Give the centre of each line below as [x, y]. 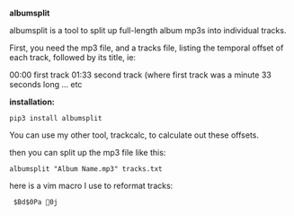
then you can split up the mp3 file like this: [88, 153]
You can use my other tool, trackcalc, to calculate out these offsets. [134, 135]
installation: [32, 102]
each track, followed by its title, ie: [73, 57]
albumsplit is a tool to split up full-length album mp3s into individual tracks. [148, 30]
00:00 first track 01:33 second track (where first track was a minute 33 [140, 75]
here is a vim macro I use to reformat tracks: [91, 185]
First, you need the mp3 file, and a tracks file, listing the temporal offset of [147, 48]
